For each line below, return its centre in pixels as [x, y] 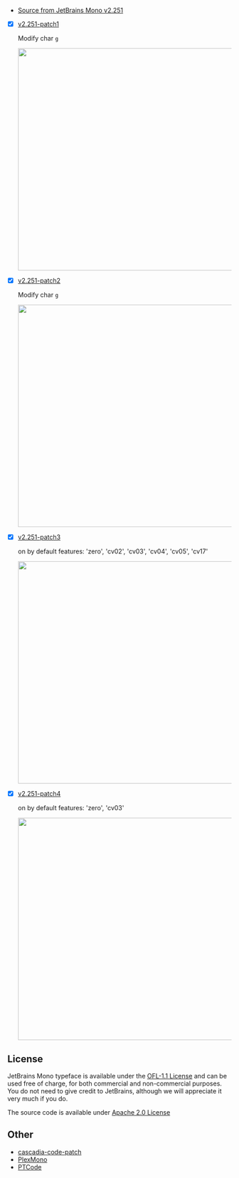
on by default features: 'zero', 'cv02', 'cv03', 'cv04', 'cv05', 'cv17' [113, 551]
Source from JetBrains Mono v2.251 [70, 10]
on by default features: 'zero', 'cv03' [71, 808]
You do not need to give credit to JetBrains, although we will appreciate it [115, 1091]
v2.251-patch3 [39, 537]
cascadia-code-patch [49, 1152]
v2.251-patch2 [39, 281]
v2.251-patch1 [38, 24]
